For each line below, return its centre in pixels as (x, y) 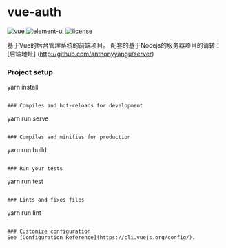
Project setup (30, 72)
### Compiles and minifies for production (69, 137)
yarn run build (27, 150)
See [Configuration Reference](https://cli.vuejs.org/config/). (101, 238)
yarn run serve (28, 118)
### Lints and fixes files (46, 200)
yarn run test (25, 182)
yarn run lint (24, 213)
